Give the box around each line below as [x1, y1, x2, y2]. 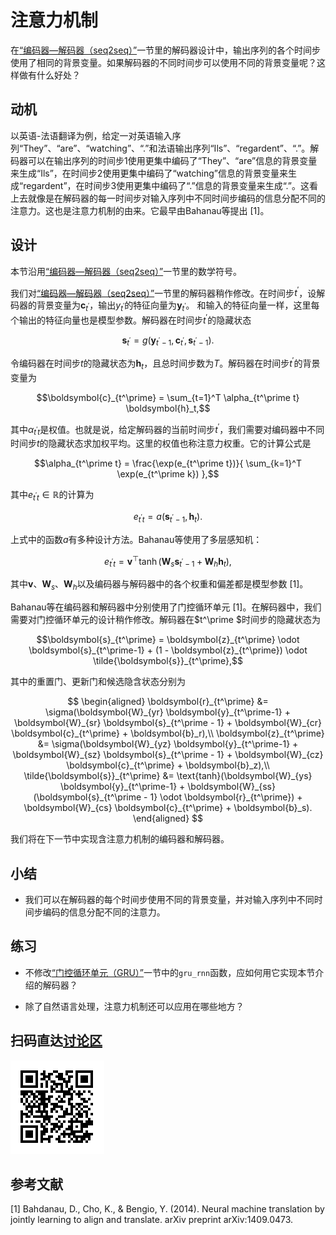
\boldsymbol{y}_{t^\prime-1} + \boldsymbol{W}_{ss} [60, 781, 276, 793]
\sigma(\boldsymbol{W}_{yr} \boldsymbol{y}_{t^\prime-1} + [45, 706, 291, 718]
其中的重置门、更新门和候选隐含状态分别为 [10, 676, 186, 688]
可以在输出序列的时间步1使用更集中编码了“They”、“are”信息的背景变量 [27, 154, 318, 166]
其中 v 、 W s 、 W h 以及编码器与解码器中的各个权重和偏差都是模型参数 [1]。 [10, 578, 309, 593]
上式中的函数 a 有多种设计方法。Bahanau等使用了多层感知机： [10, 533, 263, 545]
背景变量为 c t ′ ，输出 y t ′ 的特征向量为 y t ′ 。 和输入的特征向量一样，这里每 [36, 299, 320, 314]
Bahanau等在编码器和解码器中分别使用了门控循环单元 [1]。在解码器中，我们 [10, 601, 322, 613]
